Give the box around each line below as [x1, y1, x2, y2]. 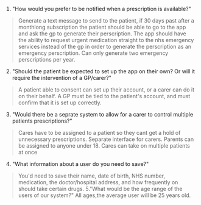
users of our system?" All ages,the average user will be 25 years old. [18, 192, 191, 199]
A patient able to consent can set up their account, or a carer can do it [18, 86, 195, 93]
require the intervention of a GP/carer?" [12, 74, 111, 81]
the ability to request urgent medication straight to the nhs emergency [18, 37, 194, 43]
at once [18, 149, 38, 156]
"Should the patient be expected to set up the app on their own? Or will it [12, 68, 195, 75]
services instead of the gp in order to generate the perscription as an [18, 43, 192, 50]
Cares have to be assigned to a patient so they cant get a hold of [18, 129, 181, 136]
